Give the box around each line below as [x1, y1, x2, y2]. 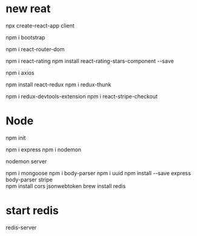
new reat [5, 2, 51, 16]
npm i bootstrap [5, 33, 45, 41]
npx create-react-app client [5, 22, 75, 29]
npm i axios [5, 69, 35, 76]
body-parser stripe [5, 176, 53, 183]
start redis [5, 204, 59, 218]
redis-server [5, 224, 37, 231]
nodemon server [5, 158, 47, 165]
